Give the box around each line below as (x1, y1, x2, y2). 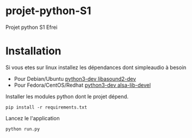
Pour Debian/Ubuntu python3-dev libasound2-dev (14, 75, 136, 82)
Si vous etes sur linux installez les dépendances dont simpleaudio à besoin (5, 64, 187, 71)
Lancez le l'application (5, 114, 60, 121)
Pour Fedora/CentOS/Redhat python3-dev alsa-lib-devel (14, 81, 151, 88)
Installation (5, 44, 62, 58)
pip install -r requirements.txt (5, 104, 87, 110)
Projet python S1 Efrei (5, 24, 58, 31)
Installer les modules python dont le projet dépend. (5, 93, 129, 100)
